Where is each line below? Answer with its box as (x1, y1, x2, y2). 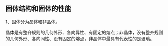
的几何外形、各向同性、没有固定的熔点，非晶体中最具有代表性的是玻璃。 (5, 35, 154, 41)
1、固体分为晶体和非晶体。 (5, 19, 60, 25)
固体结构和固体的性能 (5, 4, 71, 13)
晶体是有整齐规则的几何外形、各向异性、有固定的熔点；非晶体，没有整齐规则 (5, 29, 163, 35)
